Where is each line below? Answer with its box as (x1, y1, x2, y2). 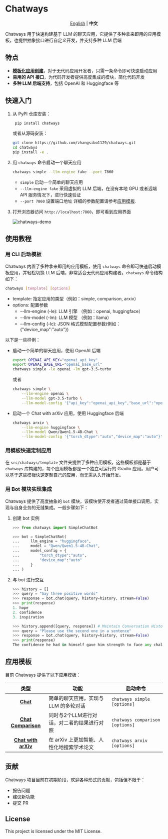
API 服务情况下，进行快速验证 (19, 191, 81, 197)
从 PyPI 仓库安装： (12, 111, 51, 117)
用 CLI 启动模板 (5, 251, 41, 258)
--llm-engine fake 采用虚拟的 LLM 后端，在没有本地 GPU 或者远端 (19, 185, 157, 191)
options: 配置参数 (12, 302, 48, 308)
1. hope (12, 605, 28, 610)
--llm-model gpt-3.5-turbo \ (21, 395, 82, 401)
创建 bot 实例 (12, 515, 40, 521)
